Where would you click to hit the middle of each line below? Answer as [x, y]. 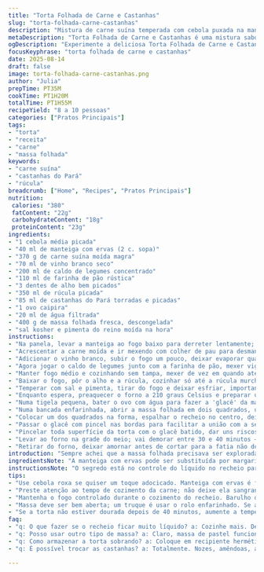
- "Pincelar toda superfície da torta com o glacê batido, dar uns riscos [133, 432]
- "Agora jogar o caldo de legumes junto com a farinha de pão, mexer [126, 366]
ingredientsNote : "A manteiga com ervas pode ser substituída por [119, 461]
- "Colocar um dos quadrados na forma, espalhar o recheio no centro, [126, 417]
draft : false [29, 67]
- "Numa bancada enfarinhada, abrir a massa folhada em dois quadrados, [130, 410]
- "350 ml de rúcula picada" [56, 293]
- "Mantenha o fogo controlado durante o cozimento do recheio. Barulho [130, 497]
